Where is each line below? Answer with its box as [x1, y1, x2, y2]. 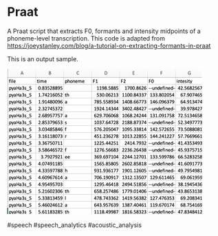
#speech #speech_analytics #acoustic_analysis [7, 221, 142, 229]
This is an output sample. [7, 54, 79, 63]
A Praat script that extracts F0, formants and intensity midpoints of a [7, 27, 201, 35]
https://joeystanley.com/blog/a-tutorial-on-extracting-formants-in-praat [7, 41, 211, 50]
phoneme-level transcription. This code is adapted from [7, 34, 165, 42]
